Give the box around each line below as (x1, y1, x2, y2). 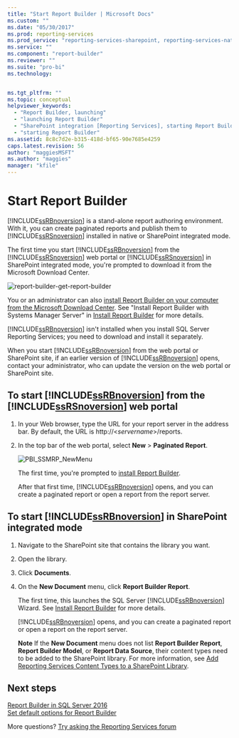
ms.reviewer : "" (7, 57, 55, 64)
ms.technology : (7, 70, 53, 77)
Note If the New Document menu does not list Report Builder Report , (17, 639, 223, 647)
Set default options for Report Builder (7, 709, 117, 717)
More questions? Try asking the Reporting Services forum (7, 722, 176, 731)
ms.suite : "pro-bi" (7, 63, 65, 71)
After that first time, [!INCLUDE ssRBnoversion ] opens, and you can (17, 482, 213, 491)
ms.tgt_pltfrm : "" (7, 89, 62, 96)
